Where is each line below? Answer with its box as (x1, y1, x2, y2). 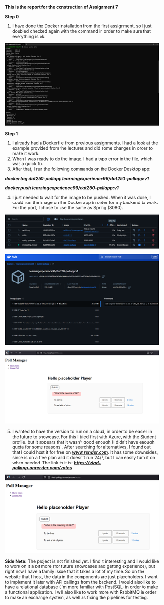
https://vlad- (74, 460, 101, 465)
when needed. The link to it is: (12, 460, 73, 465)
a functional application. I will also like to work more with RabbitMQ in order (5, 589, 157, 595)
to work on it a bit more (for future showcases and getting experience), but (5, 563, 155, 569)
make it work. (12, 150, 40, 156)
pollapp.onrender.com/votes (12, 464, 72, 470)
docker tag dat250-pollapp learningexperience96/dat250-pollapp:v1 (5, 175, 149, 181)
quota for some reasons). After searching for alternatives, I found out (12, 444, 151, 450)
